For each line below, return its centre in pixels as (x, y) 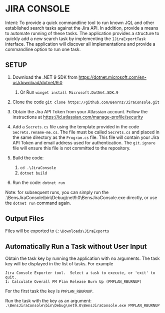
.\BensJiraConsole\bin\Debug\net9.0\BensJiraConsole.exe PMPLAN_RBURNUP (82, 306)
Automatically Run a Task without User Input (76, 246)
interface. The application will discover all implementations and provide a (80, 44)
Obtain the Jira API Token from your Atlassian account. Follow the (80, 111)
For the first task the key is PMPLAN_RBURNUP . (49, 291)
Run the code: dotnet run (38, 182)
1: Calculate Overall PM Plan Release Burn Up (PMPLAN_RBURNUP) (73, 282)
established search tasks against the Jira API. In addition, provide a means (82, 28)
